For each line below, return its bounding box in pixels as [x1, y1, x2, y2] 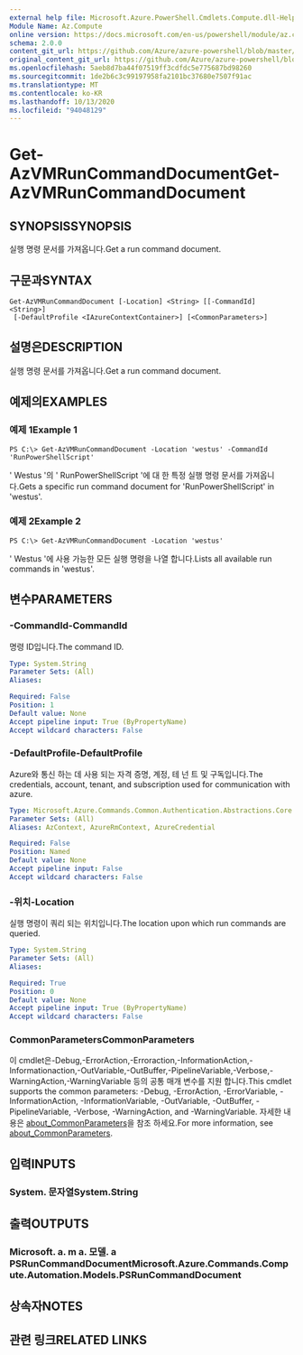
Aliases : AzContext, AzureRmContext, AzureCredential [9, 822, 216, 831]
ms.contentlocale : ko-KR [9, 88, 103, 97]
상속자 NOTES [9, 1299, 84, 1314]
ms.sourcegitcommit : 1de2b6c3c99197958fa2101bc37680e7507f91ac [9, 72, 252, 81]
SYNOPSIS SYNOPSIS [9, 218, 133, 234]
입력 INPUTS [9, 1156, 77, 1172]
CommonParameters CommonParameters [9, 1034, 196, 1046]
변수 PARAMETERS [9, 592, 113, 608]
